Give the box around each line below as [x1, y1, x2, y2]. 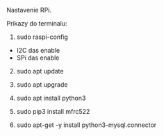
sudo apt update [16, 67, 64, 75]
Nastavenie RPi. [6, 6, 51, 14]
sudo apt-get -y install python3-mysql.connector [16, 121, 157, 129]
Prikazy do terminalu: [6, 19, 67, 27]
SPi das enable [16, 53, 60, 62]
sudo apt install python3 [16, 94, 86, 102]
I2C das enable [16, 46, 60, 54]
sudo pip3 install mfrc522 [16, 108, 90, 115]
